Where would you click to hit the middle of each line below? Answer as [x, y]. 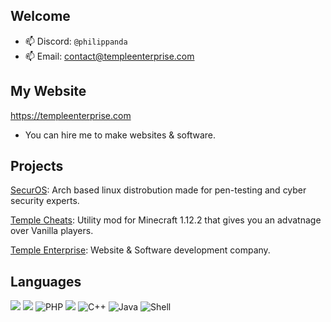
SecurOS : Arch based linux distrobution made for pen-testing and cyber [158, 190]
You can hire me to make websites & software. [120, 135]
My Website [48, 91]
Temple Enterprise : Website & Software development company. [140, 250]
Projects [37, 166]
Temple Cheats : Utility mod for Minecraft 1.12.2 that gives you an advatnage [166, 220]
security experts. [45, 201]
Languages [46, 281]
